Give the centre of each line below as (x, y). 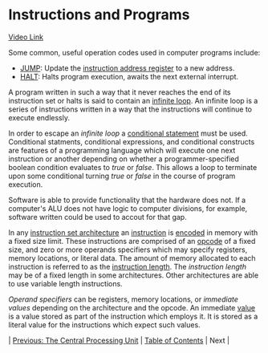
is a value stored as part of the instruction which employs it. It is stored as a (133, 316)
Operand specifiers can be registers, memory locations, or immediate (124, 299)
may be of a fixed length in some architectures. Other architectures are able (134, 275)
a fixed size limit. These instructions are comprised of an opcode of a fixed (132, 241)
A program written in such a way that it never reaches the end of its (120, 92)
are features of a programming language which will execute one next (122, 150)
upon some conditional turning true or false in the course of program (122, 176)
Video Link (26, 37)
